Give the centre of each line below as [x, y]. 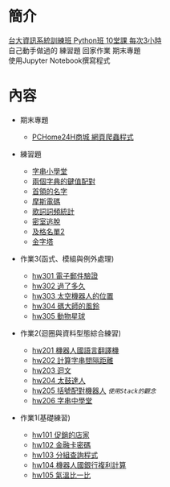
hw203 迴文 [52, 370]
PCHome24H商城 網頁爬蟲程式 [83, 137]
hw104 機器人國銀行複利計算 [79, 464]
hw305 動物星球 [59, 316]
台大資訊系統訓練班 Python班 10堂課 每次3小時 [85, 40]
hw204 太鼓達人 [59, 380]
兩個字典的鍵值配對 [64, 181]
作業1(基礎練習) [45, 417]
